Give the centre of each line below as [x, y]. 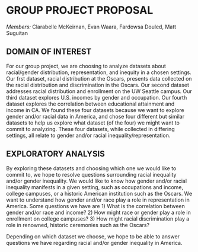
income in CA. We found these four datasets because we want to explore [95, 110]
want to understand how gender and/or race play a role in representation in [98, 200]
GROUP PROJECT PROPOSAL [80, 10]
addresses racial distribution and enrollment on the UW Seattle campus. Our [99, 91]
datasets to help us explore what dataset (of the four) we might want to [93, 123]
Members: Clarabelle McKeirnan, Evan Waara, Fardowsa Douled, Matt [91, 27]
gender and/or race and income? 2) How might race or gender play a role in [98, 212]
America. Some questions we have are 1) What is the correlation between [95, 206]
